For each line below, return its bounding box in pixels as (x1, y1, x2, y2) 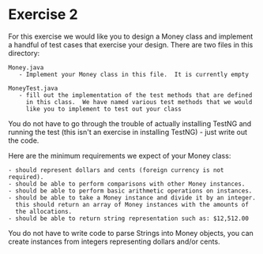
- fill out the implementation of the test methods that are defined (18, 91, 253, 99)
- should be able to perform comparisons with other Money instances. (8, 180, 246, 188)
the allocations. (15, 207, 73, 215)
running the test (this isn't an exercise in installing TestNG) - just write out (8, 127, 247, 136)
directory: (8, 48, 40, 58)
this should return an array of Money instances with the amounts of (15, 200, 249, 208)
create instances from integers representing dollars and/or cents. (8, 237, 220, 246)
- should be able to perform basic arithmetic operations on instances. (8, 187, 253, 195)
